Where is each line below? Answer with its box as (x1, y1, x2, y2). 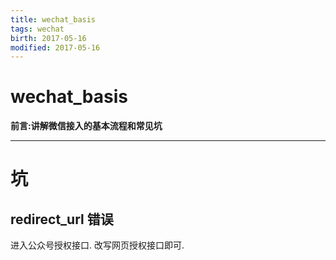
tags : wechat (10, 24, 65, 34)
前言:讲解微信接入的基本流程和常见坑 (10, 120, 163, 132)
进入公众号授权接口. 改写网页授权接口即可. (10, 239, 185, 251)
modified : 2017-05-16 (10, 42, 101, 53)
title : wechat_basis (10, 14, 97, 25)
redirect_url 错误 (10, 211, 114, 228)
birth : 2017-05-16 (10, 33, 87, 43)
